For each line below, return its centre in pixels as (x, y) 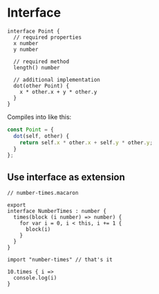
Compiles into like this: (39, 116)
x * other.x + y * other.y (58, 92)
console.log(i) (35, 278)
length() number (37, 67)
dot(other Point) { (41, 86)
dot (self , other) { (41, 136)
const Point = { (30, 130)
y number (26, 49)
